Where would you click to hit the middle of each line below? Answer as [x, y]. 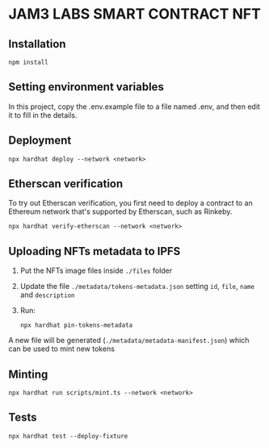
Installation [37, 44]
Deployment [40, 141]
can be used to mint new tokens [62, 349]
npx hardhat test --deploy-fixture [68, 436]
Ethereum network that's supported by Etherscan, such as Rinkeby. [120, 211]
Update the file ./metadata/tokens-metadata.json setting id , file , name [137, 287]
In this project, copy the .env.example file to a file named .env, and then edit [134, 107]
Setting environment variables [86, 87]
